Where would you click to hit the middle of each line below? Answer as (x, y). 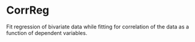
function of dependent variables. (47, 33)
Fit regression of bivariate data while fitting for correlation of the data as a (98, 27)
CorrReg (28, 10)
